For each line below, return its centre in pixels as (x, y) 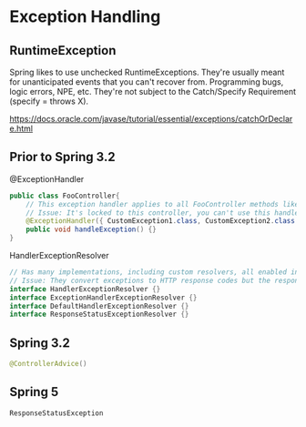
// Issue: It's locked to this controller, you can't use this (148, 213)
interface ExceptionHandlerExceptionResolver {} (103, 298)
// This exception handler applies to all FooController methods (153, 204)
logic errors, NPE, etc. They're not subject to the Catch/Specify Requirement (153, 91)
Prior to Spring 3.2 (62, 157)
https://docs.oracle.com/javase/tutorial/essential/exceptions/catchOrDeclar (151, 119)
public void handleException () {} (91, 229)
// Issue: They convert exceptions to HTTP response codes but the (140, 280)
